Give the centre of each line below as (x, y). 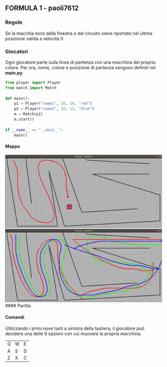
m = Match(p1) (29, 114)
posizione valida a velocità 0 (34, 38)
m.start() (24, 120)
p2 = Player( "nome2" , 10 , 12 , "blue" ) (54, 109)
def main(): (17, 98)
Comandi (15, 317)
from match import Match (31, 88)
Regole (14, 22)
